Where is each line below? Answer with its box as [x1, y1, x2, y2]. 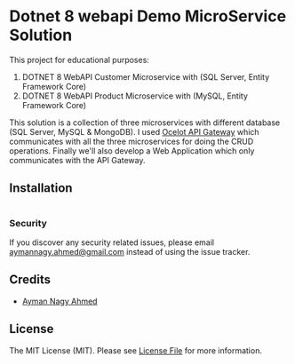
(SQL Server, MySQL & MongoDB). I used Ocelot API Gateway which [9, 126, 259, 137]
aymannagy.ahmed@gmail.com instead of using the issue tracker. [9, 247, 251, 257]
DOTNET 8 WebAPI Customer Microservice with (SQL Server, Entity [21, 71, 270, 82]
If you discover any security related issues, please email [9, 237, 215, 248]
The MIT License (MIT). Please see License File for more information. [9, 344, 262, 356]
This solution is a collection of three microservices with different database [9, 117, 281, 128]
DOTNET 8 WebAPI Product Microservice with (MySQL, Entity [21, 91, 249, 101]
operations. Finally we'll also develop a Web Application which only [9, 145, 255, 156]
